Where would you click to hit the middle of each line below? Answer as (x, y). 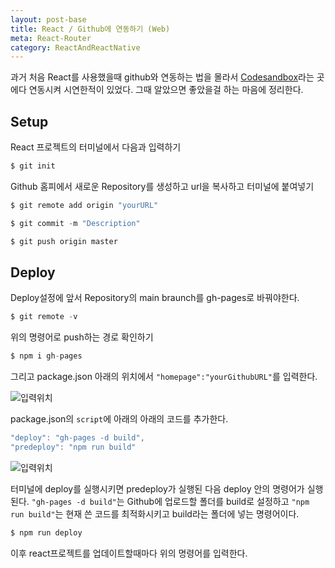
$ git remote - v (44, 317)
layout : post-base (48, 19)
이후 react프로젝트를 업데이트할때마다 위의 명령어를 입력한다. (129, 553)
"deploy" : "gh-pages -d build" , (77, 438)
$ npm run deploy (46, 532)
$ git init (33, 166)
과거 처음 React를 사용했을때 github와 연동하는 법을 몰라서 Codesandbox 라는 (162, 77)
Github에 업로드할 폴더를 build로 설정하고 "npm (218, 501)
